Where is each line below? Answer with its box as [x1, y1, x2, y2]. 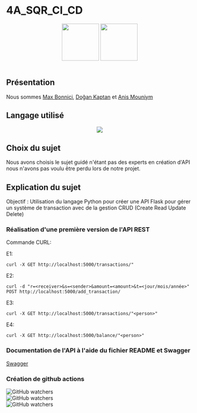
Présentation [6, 78, 55, 88]
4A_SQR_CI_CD [6, 4, 83, 17]
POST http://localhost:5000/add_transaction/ [6, 289, 120, 295]
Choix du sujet [6, 143, 61, 153]
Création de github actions [6, 374, 85, 383]
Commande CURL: [6, 239, 52, 246]
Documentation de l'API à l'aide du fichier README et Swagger [6, 347, 191, 355]
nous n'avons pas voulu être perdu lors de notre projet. [6, 165, 141, 172]
